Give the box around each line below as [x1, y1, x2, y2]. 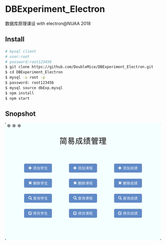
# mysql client [5, 49, 37, 54]
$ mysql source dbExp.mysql [5, 85, 63, 90]
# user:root [5, 54, 30, 59]
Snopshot [5, 109, 36, 118]
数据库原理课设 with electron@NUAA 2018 [5, 20, 91, 26]
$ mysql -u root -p [5, 75, 45, 80]
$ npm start [5, 96, 30, 101]
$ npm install [5, 91, 35, 96]
